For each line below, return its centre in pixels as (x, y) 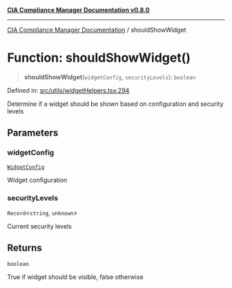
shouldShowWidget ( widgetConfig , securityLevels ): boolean (110, 77)
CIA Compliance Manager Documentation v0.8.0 (78, 10)
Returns (25, 248)
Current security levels (40, 226)
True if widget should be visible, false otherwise (75, 277)
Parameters (33, 133)
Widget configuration (37, 180)
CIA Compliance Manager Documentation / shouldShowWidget (97, 30)
